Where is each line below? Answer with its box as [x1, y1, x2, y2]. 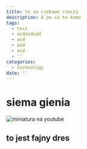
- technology [11, 64, 44, 71]
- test [11, 25, 28, 32]
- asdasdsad [11, 31, 42, 37]
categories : [6, 59, 36, 65]
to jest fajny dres [6, 133, 70, 143]
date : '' [6, 70, 28, 76]
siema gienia [6, 96, 70, 110]
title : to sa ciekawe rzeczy [6, 8, 79, 15]
